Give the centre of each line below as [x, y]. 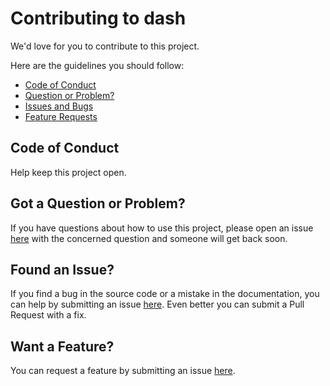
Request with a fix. [48, 315]
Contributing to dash [98, 18]
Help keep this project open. [68, 172]
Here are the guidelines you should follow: [97, 65]
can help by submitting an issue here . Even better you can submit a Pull [157, 304]
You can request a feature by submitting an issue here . [123, 371]
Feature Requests [61, 116]
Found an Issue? [62, 269]
